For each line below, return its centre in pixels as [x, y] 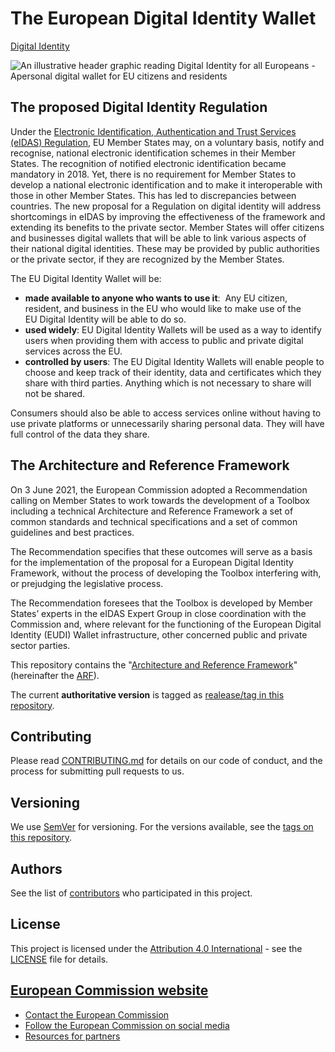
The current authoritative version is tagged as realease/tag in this [147, 694]
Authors [36, 868]
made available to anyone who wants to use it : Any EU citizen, [156, 298]
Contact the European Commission [97, 1014]
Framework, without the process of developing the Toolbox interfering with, [166, 573]
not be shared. [54, 393]
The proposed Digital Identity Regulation [139, 107]
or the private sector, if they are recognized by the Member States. [147, 259]
